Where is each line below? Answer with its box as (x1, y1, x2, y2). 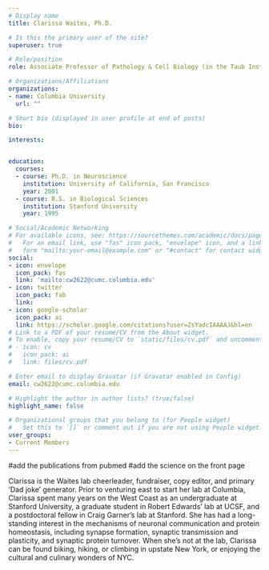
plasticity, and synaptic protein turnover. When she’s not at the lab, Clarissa (8, 536, 257, 545)
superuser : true (8, 41, 62, 49)
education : (8, 158, 45, 166)
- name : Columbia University (8, 92, 106, 100)
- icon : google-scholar (8, 306, 88, 314)
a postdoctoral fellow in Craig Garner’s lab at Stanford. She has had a (8, 510, 236, 520)
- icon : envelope (8, 261, 66, 269)
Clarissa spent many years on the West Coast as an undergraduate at (8, 493, 238, 503)
